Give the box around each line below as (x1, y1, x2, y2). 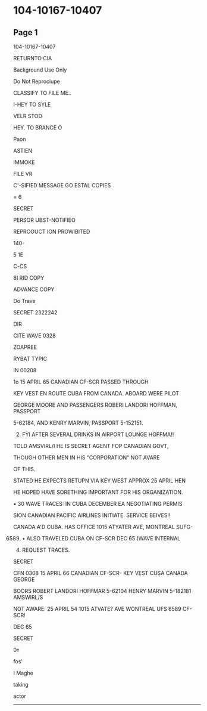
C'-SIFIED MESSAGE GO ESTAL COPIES (13, 182, 111, 188)
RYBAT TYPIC (13, 355, 48, 362)
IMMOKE (13, 159, 35, 166)
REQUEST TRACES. (21, 546, 70, 554)
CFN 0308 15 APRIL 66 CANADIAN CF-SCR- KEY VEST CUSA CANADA (13, 570, 189, 576)
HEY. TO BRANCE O (13, 124, 62, 131)
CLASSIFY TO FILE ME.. (13, 89, 71, 96)
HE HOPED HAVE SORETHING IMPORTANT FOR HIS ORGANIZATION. (13, 489, 183, 496)
